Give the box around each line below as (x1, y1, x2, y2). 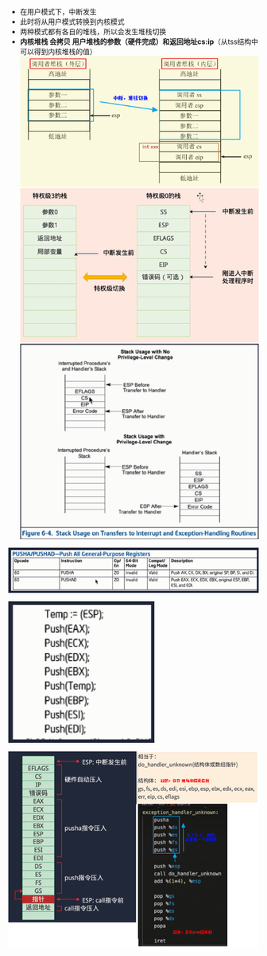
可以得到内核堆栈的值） (19, 47, 97, 56)
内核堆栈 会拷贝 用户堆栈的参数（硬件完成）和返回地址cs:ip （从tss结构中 (19, 37, 259, 46)
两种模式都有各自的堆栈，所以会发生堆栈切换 (19, 27, 167, 36)
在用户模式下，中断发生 (19, 7, 97, 16)
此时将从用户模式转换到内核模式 (19, 17, 125, 26)
